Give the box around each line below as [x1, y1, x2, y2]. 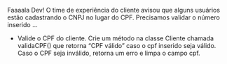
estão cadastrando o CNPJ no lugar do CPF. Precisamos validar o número [7, 13, 221, 22]
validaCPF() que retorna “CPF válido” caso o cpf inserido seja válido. [17, 42, 216, 49]
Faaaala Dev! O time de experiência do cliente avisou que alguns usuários [7, 6, 221, 14]
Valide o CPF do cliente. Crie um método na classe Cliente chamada [17, 34, 214, 42]
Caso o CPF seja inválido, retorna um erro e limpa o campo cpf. [17, 49, 201, 57]
